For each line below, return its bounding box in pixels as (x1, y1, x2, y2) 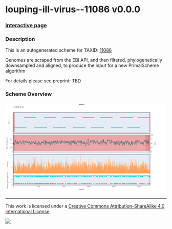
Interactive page (5, 22, 47, 29)
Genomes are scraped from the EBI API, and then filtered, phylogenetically (5, 57, 162, 63)
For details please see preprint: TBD (5, 78, 81, 84)
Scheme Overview (5, 90, 52, 98)
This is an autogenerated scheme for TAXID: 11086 (5, 47, 112, 53)
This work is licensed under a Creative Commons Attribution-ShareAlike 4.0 (5, 203, 165, 209)
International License (5, 209, 50, 215)
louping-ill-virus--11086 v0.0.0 (5, 4, 141, 15)
